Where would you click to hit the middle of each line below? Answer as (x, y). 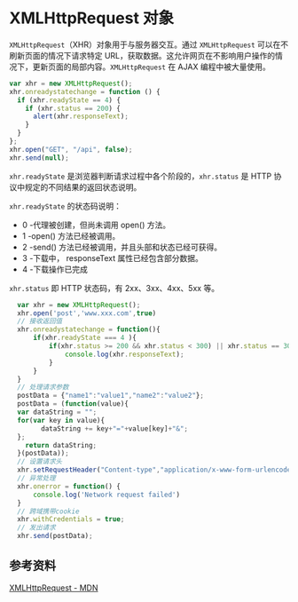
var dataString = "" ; (57, 412)
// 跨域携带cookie (48, 511)
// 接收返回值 (40, 321)
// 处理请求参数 (43, 387)
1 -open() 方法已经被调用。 (71, 235)
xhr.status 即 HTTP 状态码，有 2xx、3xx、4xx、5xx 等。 (114, 288)
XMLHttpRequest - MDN (54, 588)
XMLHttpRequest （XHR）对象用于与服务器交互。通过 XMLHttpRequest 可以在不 (149, 44)
